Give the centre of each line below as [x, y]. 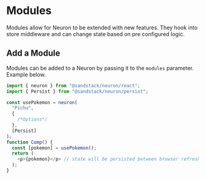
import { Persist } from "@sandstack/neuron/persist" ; [77, 91]
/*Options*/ [32, 120]
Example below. [26, 75]
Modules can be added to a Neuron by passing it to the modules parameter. [100, 68]
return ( [23, 153]
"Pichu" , [23, 108]
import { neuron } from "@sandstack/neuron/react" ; [73, 86]
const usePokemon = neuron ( [42, 102]
